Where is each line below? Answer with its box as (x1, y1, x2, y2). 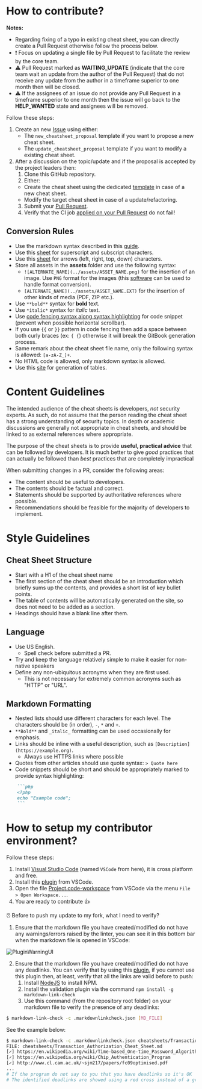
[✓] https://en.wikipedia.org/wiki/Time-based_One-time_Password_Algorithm (6, 1049, 200, 1055)
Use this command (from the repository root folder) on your (23, 997, 171, 1004)
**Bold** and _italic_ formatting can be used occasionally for (14, 727, 171, 735)
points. (14, 590, 32, 597)
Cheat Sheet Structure (6, 555, 92, 565)
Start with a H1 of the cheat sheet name (14, 571, 113, 579)
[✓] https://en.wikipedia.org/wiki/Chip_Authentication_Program (6, 1055, 171, 1061)
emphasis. (14, 734, 41, 741)
